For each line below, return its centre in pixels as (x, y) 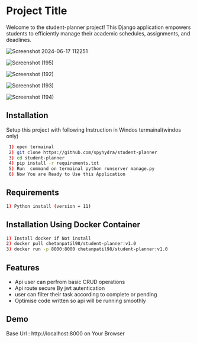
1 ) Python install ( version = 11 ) (49, 206)
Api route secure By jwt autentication (60, 288)
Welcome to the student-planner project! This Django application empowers (98, 27)
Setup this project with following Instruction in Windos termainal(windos (94, 130)
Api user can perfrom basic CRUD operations (70, 282)
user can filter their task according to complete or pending (86, 294)
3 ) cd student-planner (37, 158)
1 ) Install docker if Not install (49, 238)
